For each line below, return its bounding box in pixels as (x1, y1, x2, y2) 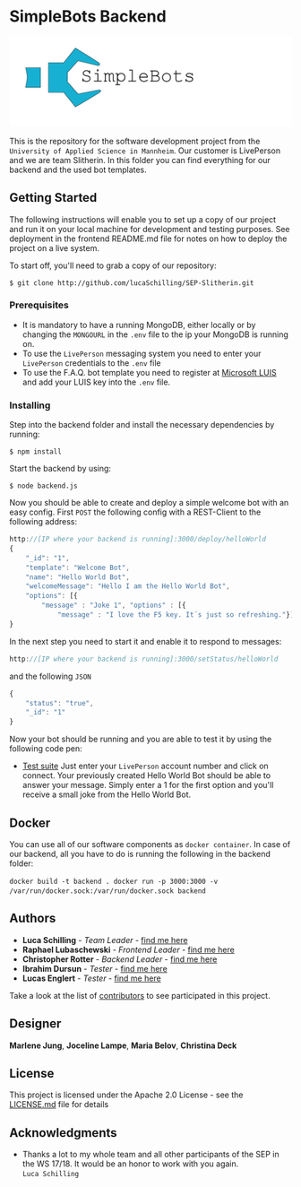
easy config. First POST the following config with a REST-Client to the (9, 507, 262, 517)
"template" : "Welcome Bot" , (25, 563, 130, 572)
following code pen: (9, 743, 82, 754)
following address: (9, 516, 78, 527)
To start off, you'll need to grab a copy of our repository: (9, 260, 217, 271)
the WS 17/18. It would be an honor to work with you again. (21, 1158, 239, 1169)
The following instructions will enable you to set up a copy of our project (9, 213, 276, 225)
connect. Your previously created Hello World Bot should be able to (21, 770, 271, 781)
